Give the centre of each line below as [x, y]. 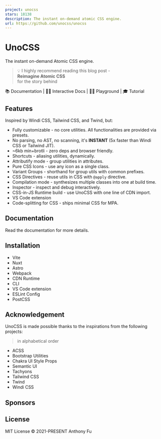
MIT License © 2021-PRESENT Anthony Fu [48, 431]
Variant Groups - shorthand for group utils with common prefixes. [78, 172]
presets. [20, 135]
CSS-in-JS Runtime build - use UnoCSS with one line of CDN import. [81, 192]
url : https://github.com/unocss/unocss [46, 23]
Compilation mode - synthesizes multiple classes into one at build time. [84, 182]
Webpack [22, 273]
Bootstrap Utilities [30, 356]
